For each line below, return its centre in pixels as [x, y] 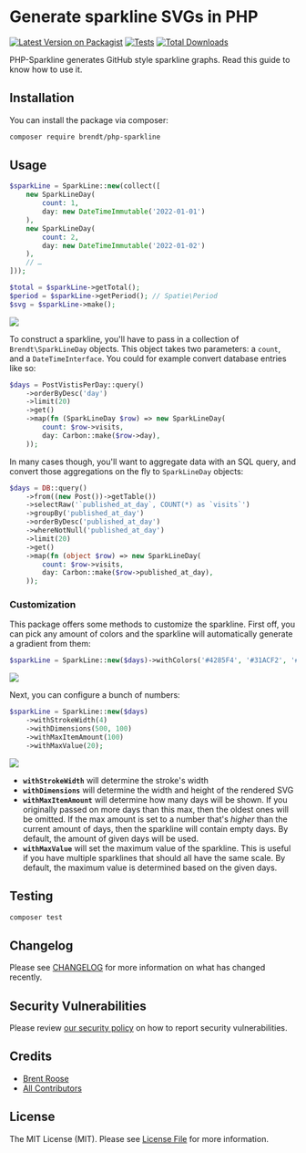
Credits [31, 1057]
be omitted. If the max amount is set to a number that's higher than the [155, 819]
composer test [36, 917]
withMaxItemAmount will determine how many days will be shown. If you [155, 799]
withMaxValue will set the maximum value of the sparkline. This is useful [157, 848]
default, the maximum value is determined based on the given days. [150, 867]
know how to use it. [46, 69]
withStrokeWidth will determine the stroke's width [116, 780]
